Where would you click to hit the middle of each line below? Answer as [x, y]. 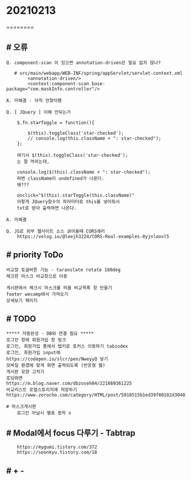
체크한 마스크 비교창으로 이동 [37, 276]
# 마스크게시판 [21, 407]
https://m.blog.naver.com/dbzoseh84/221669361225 [69, 384]
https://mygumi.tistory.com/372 [57, 447]
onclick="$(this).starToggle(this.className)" [76, 195]
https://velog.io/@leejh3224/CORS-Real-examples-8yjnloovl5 [93, 236]
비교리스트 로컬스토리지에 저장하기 [42, 390]
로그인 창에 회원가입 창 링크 [36, 340]
